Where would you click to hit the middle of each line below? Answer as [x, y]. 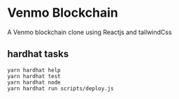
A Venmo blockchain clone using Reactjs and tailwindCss [90, 32]
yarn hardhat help [34, 70]
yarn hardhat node [34, 82]
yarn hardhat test [34, 76]
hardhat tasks [38, 54]
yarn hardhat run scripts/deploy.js [60, 89]
